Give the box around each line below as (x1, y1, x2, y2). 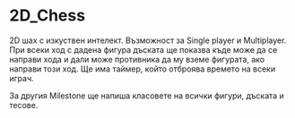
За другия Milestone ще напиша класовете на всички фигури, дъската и (9, 90, 284, 101)
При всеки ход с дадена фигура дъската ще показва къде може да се (9, 44, 278, 55)
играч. (9, 72, 34, 83)
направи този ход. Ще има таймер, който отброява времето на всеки (9, 63, 276, 74)
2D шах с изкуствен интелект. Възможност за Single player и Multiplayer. (9, 35, 287, 46)
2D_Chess (9, 5, 86, 26)
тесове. (9, 99, 39, 110)
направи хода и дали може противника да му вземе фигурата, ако (9, 54, 265, 64)
